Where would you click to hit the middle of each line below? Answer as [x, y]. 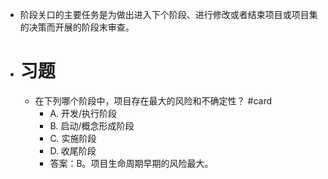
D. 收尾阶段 [73, 150]
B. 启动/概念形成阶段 [92, 125]
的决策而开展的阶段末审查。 [77, 27]
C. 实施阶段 [73, 138]
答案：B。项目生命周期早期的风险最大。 [131, 163]
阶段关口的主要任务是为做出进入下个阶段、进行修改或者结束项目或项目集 [168, 14]
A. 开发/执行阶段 [83, 113]
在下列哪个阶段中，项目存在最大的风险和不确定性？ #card [153, 100]
